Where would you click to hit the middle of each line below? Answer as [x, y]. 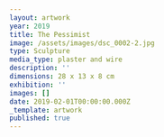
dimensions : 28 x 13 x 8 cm [62, 77]
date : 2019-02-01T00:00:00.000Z [70, 101]
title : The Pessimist [50, 34]
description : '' [40, 68]
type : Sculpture [40, 51]
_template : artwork [46, 110]
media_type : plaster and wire [66, 59]
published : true [40, 118]
